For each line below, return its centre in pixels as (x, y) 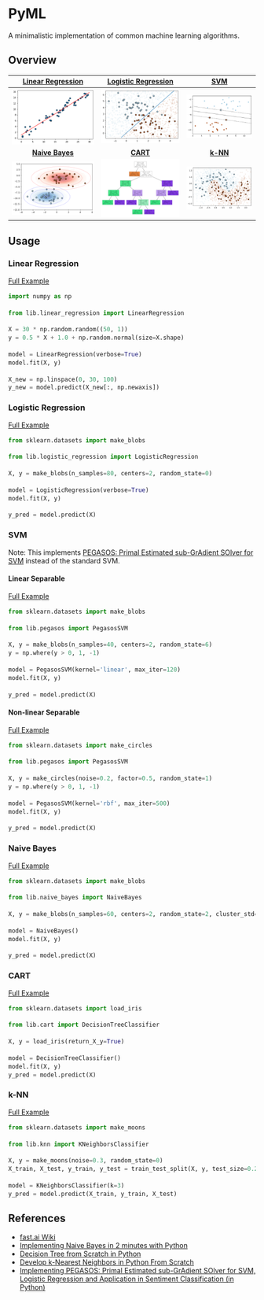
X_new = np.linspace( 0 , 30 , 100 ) (63, 379)
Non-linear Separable (44, 712)
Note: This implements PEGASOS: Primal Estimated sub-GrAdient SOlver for (131, 552)
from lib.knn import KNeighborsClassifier (79, 1144)
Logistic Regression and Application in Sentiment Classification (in (126, 1279)
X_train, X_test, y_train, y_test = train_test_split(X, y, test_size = (128, 1169)
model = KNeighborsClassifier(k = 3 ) (66, 1185)
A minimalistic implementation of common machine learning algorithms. (124, 35)
